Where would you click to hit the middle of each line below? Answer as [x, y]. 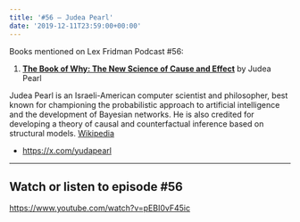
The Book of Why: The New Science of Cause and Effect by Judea [146, 69]
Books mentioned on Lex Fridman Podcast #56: [97, 51]
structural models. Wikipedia [62, 133]
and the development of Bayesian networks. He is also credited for [132, 114]
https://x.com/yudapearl [67, 150]
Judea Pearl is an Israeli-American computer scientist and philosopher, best [149, 95]
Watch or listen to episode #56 [96, 187]
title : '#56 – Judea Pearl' [62, 17]
